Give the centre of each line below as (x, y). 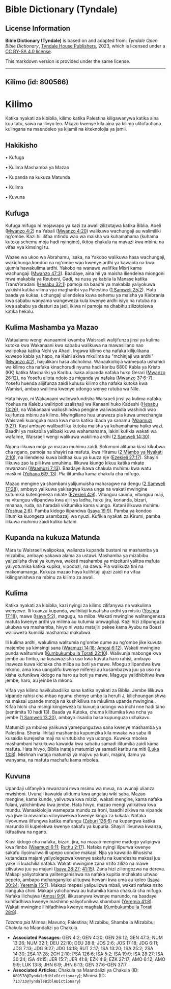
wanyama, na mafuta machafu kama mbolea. (52, 760)
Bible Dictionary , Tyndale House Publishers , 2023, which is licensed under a (85, 46)
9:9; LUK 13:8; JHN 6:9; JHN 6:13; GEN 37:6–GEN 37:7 (70, 965)
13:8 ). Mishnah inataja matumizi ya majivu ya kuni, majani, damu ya (76, 754)
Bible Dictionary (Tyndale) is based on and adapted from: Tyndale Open (81, 40)
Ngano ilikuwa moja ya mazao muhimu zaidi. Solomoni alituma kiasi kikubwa (85, 446)
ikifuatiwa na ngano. (26, 832)
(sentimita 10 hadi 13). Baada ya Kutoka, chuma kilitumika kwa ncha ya (79, 712)
